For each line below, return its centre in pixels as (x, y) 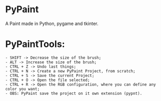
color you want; (22, 89)
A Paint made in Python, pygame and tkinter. (52, 23)
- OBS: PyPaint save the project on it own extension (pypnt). (74, 93)
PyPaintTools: (35, 44)
